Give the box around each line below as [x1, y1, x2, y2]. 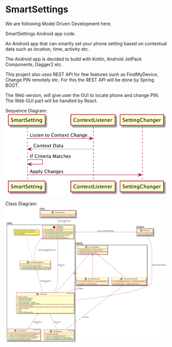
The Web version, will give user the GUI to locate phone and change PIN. [5, 92, 160, 98]
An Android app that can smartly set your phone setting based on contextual [5, 40, 167, 47]
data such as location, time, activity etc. [5, 46, 90, 52]
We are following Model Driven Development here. [5, 21, 112, 27]
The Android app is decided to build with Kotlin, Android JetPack [5, 55, 142, 62]
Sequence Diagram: [5, 107, 47, 113]
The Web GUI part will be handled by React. [5, 98, 98, 104]
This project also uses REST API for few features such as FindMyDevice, [5, 71, 159, 78]
